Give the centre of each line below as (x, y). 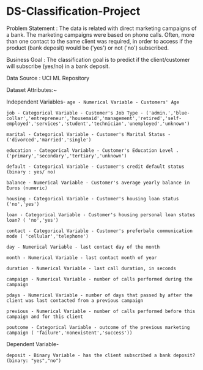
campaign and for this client (45, 317)
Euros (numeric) (27, 188)
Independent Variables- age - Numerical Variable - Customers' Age (93, 102)
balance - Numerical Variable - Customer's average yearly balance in (98, 183)
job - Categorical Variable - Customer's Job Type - (75, 113)
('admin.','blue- (168, 113)
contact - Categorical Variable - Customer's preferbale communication (99, 231)
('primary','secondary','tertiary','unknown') (67, 156)
